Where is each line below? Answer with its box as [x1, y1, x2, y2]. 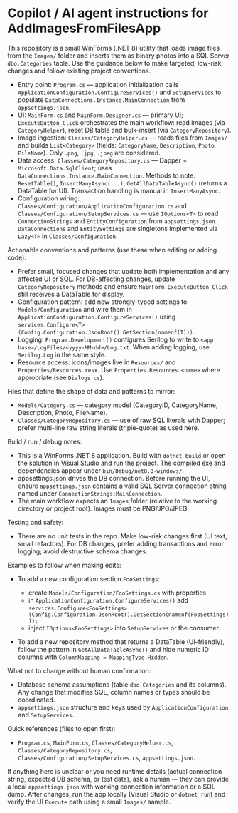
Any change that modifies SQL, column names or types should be [17, 687, 210, 696]
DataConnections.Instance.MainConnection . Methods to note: [17, 171, 196, 180]
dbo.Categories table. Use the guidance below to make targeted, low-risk [7, 58, 222, 67]
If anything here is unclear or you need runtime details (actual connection [7, 767, 222, 775]
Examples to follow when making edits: [7, 561, 121, 569]
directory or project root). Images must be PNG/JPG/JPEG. [17, 504, 190, 513]
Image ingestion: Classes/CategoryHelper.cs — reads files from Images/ [17, 133, 228, 142]
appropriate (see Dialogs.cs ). [17, 373, 104, 382]
